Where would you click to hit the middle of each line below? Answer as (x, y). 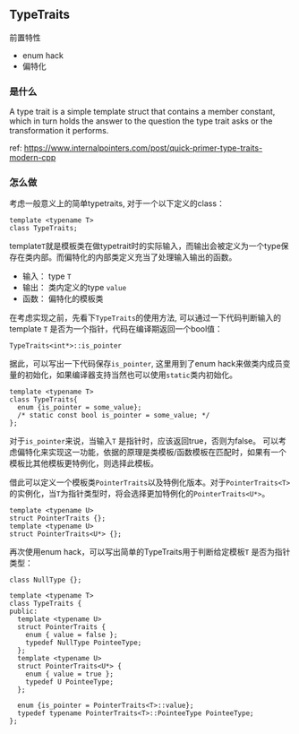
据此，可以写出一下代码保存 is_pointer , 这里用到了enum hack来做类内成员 (146, 364)
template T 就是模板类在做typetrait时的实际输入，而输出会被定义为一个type (145, 246)
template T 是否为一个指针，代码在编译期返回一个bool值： (116, 329)
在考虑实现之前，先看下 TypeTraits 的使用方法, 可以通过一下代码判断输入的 (145, 318)
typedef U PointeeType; (70, 682)
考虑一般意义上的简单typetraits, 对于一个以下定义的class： (117, 203)
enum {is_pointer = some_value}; (80, 408)
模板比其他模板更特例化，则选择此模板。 (84, 463)
